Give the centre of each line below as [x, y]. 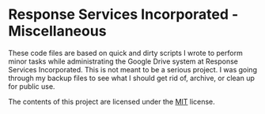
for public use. [32, 86]
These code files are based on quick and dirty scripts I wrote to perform [125, 53]
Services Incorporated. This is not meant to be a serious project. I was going [132, 69]
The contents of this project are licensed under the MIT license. [112, 101]
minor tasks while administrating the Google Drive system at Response [123, 61]
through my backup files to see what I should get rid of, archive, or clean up [132, 78]
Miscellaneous [57, 31]
